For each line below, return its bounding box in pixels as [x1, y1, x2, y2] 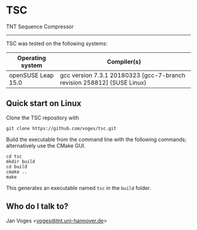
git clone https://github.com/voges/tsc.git [6, 125, 117, 131]
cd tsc [6, 154, 22, 159]
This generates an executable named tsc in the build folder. [6, 184, 151, 191]
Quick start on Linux [6, 98, 81, 109]
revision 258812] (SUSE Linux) [59, 78, 147, 86]
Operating [17, 54, 46, 62]
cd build [6, 164, 28, 169]
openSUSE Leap [9, 71, 54, 79]
